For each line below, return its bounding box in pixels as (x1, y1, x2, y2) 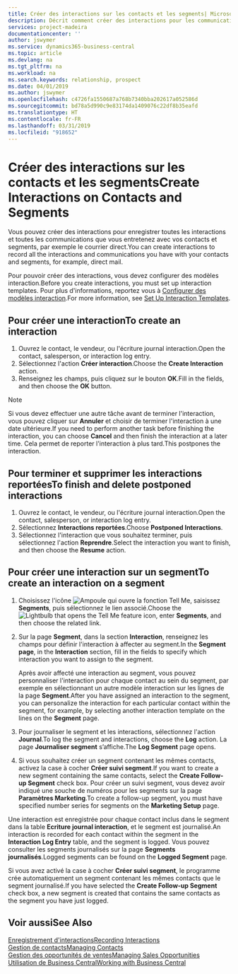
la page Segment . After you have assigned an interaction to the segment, (18, 691, 230, 700)
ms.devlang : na (8, 57, 53, 64)
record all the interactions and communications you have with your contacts (8, 250, 229, 259)
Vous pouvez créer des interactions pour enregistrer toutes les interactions (8, 228, 227, 236)
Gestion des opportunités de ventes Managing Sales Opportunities (8, 951, 201, 959)
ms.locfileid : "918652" (8, 129, 78, 136)
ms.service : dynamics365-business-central (8, 43, 135, 50)
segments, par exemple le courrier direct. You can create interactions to (8, 243, 215, 251)
